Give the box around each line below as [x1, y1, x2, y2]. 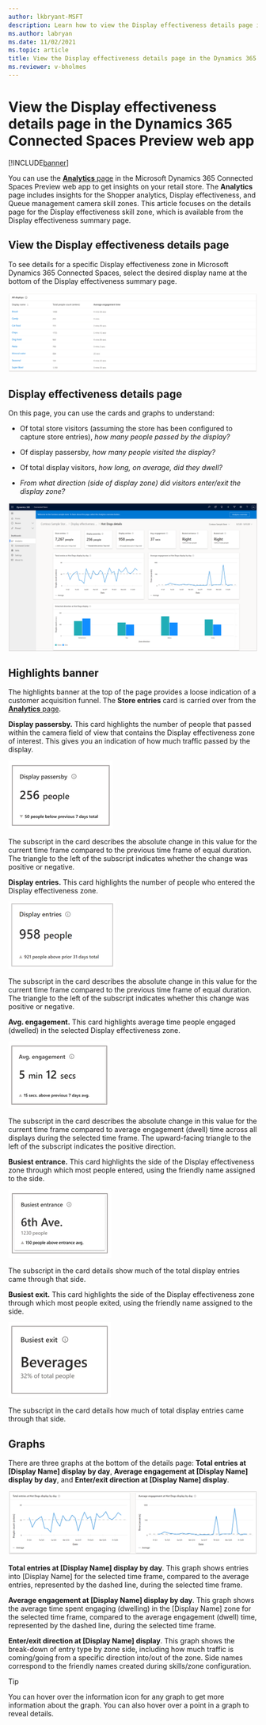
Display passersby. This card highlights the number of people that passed [8, 720, 252, 729]
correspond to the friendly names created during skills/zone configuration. [8, 1661, 252, 1670]
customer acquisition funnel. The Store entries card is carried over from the [8, 696, 256, 706]
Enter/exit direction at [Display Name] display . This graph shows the [8, 1635, 235, 1645]
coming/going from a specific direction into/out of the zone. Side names [8, 1653, 244, 1662]
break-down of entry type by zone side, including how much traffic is [8, 1644, 234, 1654]
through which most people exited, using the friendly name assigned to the [8, 1299, 253, 1308]
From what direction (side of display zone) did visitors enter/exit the [19, 478, 241, 488]
